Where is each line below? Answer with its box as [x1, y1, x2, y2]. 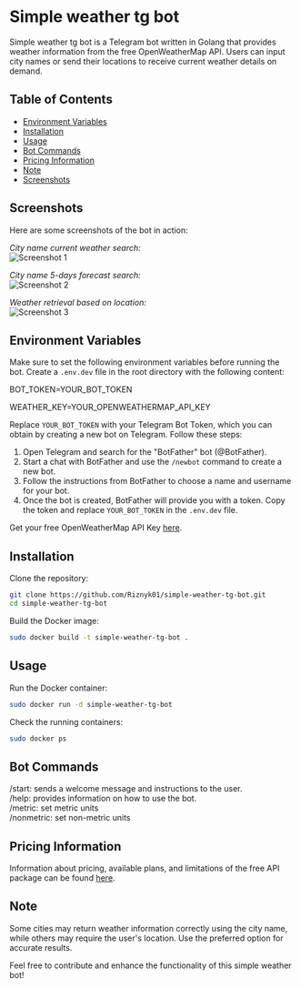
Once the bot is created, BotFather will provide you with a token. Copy [22, 495, 286, 506]
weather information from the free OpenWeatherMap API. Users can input [9, 45, 286, 56]
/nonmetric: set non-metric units [9, 812, 131, 823]
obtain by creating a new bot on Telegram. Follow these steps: [9, 429, 243, 440]
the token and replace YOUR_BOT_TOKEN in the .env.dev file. [22, 505, 238, 516]
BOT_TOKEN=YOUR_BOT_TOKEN [9, 384, 133, 395]
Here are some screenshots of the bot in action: [9, 225, 188, 236]
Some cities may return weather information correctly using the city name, [9, 922, 288, 933]
